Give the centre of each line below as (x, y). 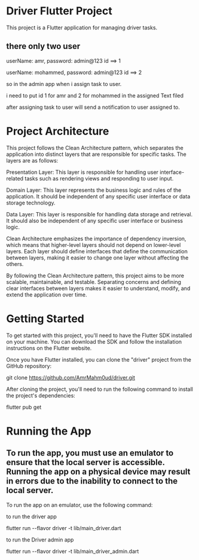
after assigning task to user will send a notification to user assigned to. (93, 107)
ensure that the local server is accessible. (86, 462)
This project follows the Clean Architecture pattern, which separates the (95, 148)
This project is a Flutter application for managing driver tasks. (82, 27)
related (15, 178)
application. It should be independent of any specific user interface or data (98, 196)
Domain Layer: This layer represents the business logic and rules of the (94, 190)
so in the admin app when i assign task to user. (64, 84)
